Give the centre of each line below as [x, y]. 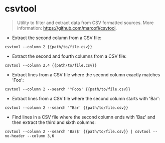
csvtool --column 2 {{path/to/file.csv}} [49, 47]
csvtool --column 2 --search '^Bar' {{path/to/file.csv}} [66, 108]
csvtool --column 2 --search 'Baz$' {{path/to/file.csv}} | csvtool [78, 131]
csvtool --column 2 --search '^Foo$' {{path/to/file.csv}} [68, 89]
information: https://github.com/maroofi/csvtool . [67, 28]
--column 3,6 [41, 136]
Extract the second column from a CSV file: [57, 38]
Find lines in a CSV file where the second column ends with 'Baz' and [84, 117]
